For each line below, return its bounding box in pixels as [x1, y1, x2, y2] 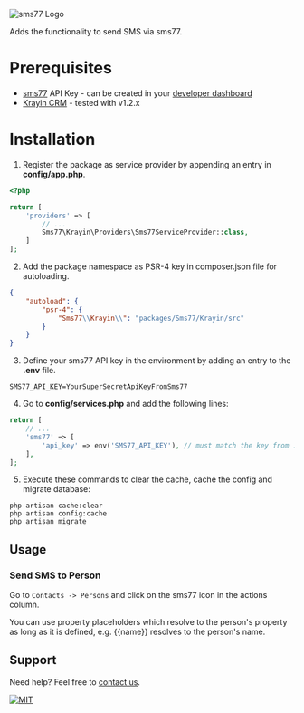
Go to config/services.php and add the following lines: [22, 399, 229, 409]
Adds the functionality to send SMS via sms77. [9, 26, 183, 36]
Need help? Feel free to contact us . [9, 676, 140, 688]
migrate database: [22, 484, 90, 495]
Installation [9, 130, 96, 149]
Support [9, 652, 57, 668]
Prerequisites [9, 58, 113, 79]
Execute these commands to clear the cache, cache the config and [22, 474, 273, 485]
